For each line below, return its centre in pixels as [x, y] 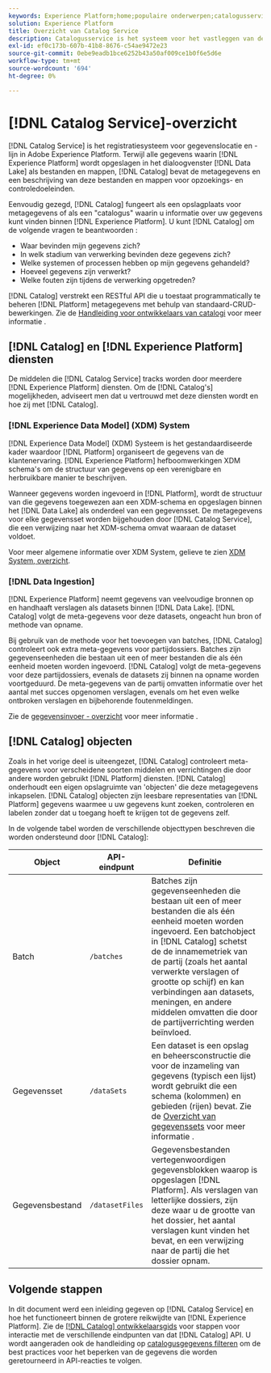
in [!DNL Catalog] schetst [199, 941]
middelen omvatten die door [204, 1012]
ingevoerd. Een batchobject [203, 931]
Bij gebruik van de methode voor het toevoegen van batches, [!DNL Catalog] [135, 640]
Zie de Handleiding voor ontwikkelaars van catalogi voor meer [158, 313]
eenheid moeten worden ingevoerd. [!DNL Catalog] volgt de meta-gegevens [135, 666]
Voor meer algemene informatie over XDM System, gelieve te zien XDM [127, 551]
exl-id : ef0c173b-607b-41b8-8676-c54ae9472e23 [88, 46]
